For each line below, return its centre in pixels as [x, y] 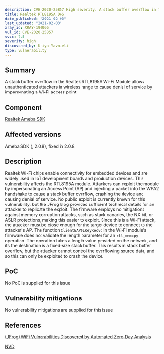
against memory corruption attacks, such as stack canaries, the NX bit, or [79, 214]
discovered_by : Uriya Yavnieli [37, 46]
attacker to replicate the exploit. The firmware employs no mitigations [75, 209]
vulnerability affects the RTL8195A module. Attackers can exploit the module [82, 184]
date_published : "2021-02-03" [36, 19]
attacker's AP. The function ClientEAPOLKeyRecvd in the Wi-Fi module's [76, 230]
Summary [20, 70]
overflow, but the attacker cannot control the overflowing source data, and [80, 251]
